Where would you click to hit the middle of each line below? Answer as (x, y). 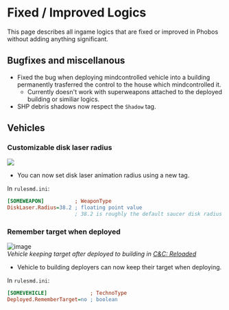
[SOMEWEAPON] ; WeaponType (59, 201)
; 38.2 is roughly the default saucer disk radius (148, 214)
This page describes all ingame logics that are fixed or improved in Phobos (113, 32)
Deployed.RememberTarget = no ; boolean (62, 300)
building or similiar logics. (63, 99)
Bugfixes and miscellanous (66, 61)
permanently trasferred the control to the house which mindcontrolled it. (119, 85)
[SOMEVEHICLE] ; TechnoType (67, 294)
